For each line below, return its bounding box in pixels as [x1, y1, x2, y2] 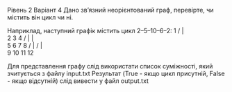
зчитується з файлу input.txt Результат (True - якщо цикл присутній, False [7, 69, 225, 77]
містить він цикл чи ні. [7, 13, 74, 21]
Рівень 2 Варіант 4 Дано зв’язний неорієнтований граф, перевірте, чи [7, 6, 214, 14]
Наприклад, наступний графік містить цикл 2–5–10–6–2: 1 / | [7, 27, 184, 35]
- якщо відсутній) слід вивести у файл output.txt [7, 77, 149, 85]
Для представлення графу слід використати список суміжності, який [7, 62, 213, 70]
